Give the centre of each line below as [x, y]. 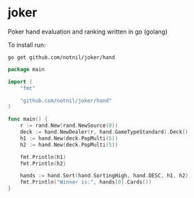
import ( [20, 82]
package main [26, 69]
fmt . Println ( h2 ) [43, 163]
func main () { [28, 119]
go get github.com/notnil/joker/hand [61, 57]
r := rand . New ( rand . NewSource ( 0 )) [69, 126]
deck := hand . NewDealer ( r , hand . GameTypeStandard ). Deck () [104, 132]
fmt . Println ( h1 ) [43, 157]
